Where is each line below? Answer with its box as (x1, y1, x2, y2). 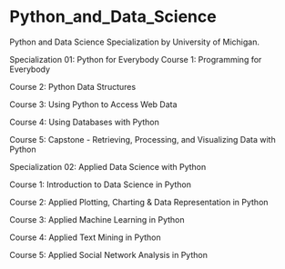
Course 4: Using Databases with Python (9, 116, 159, 127)
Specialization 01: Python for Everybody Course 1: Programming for (9, 54, 262, 65)
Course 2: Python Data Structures (9, 81, 137, 92)
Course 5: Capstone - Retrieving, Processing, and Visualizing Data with (9, 134, 276, 144)
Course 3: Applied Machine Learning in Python (9, 214, 185, 224)
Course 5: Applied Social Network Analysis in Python (9, 249, 208, 260)
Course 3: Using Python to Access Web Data (9, 98, 178, 110)
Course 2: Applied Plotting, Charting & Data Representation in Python (9, 196, 269, 207)
